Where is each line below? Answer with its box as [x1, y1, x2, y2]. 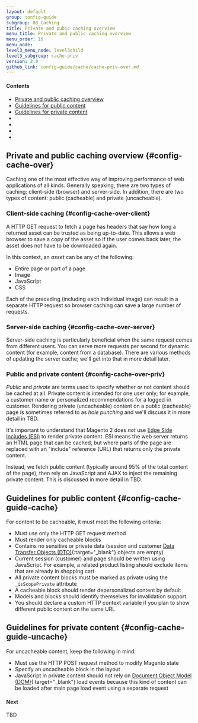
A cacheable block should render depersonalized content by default [14, 586, 181, 594]
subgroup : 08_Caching [6, 20, 60, 26]
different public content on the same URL [14, 605, 116, 613]
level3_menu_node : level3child [6, 48, 84, 53]
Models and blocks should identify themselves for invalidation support [14, 593, 187, 600]
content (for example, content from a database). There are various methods [6, 349, 191, 356]
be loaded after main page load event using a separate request [14, 684, 169, 692]
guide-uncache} [6, 632, 68, 642]
